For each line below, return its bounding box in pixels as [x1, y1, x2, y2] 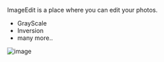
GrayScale [17, 19, 47, 27]
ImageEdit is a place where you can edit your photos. [7, 6, 158, 14]
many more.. [17, 34, 53, 42]
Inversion [17, 27, 44, 34]
